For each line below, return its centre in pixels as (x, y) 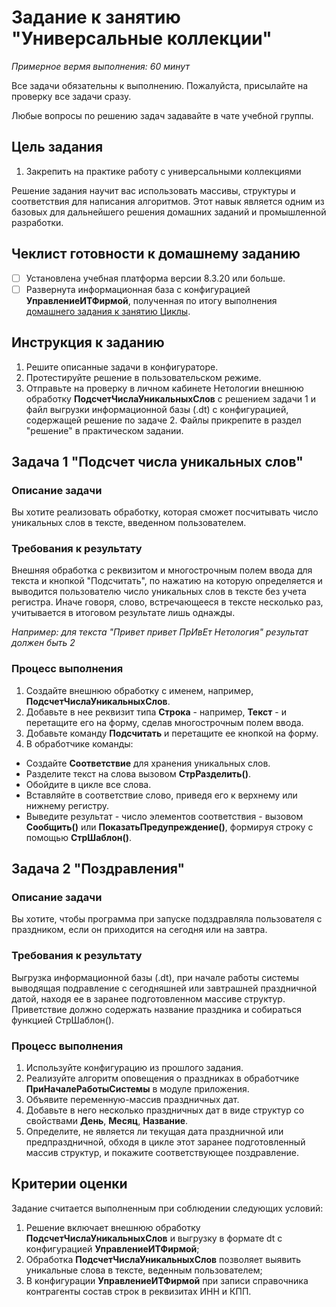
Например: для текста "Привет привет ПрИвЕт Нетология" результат (160, 632)
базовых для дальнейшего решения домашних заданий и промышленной (169, 212)
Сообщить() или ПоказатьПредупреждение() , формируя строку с (169, 827)
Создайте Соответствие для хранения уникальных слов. (148, 763)
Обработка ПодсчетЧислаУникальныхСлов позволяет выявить (163, 1259)
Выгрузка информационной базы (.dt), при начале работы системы (155, 977)
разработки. (37, 222)
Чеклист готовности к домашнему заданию (156, 254)
